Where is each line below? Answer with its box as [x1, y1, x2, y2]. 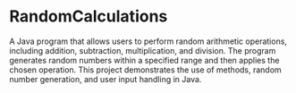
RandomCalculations [9, 6, 168, 27]
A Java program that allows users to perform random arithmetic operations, [9, 36, 288, 46]
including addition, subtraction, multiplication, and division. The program [9, 45, 276, 55]
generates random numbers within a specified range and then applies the [9, 55, 280, 65]
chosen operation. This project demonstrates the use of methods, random [9, 64, 282, 75]
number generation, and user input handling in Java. [9, 73, 202, 84]
